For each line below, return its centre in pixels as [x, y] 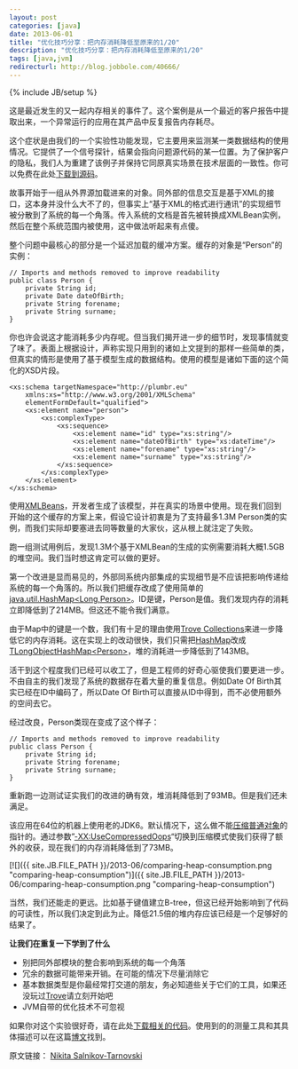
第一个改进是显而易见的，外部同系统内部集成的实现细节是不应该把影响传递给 [149, 576]
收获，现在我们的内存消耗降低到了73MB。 [102, 847]
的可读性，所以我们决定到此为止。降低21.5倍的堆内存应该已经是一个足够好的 [149, 913]
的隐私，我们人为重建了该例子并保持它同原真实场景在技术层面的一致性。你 [145, 162]
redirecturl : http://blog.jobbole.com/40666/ [94, 67]
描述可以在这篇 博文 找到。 [63, 1036]
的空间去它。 [32, 703]
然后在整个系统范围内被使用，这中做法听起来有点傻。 [106, 226]
